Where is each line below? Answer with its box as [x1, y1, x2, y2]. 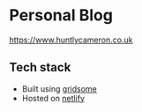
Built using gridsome [21, 83, 97, 93]
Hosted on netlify [21, 93, 86, 103]
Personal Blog [9, 5, 113, 26]
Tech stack [9, 60, 71, 75]
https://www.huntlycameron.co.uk [9, 34, 133, 45]
